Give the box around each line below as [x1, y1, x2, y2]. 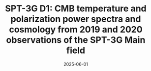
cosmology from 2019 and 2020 [9, 24, 143, 35]
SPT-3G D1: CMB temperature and [5, 3, 147, 14]
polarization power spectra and [10, 13, 141, 25]
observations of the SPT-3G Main [6, 35, 146, 46]
